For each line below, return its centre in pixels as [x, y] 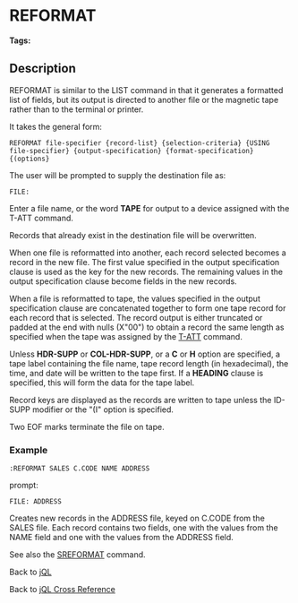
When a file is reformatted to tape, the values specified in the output [135, 298]
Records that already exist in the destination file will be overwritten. [133, 235]
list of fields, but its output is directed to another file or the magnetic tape [144, 99]
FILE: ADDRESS [36, 502]
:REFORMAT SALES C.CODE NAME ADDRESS [80, 469]
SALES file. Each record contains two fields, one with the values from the [144, 528]
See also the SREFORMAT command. [77, 555]
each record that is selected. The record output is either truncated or [136, 317]
